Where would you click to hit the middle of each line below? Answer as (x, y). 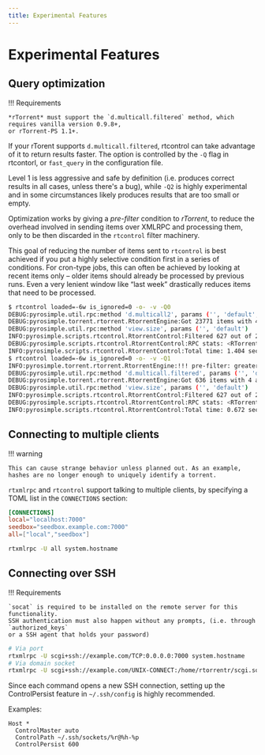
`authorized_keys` (38, 628)
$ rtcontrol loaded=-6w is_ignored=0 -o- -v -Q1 (90, 358)
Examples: (25, 709)
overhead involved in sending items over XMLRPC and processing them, (125, 227)
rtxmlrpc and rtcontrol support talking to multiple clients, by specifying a (128, 489)
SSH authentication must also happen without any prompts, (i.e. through (132, 621)
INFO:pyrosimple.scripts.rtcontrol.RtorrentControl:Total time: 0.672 (127, 410)
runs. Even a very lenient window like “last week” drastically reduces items (129, 284)
